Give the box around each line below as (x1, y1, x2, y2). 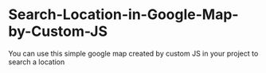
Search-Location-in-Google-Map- (8, 6, 239, 24)
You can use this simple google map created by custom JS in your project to (8, 48, 259, 58)
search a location (8, 57, 65, 67)
